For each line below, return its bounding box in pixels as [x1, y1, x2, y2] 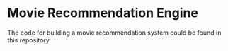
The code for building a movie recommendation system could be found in [7, 28, 222, 37]
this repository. [7, 35, 52, 44]
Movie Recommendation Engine [7, 5, 198, 21]
